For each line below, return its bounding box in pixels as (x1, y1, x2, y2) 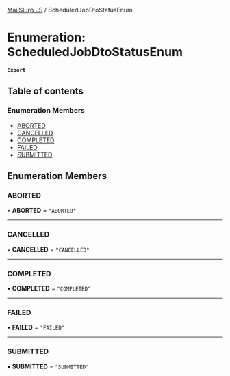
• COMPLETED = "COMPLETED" (7, 284, 91, 293)
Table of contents (7, 85, 84, 97)
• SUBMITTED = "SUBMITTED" (7, 362, 89, 371)
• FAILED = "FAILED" (7, 323, 65, 332)
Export (7, 66, 26, 74)
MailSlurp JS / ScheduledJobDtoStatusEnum (7, 6, 133, 14)
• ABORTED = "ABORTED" (7, 206, 77, 215)
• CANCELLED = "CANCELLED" (7, 245, 90, 254)
